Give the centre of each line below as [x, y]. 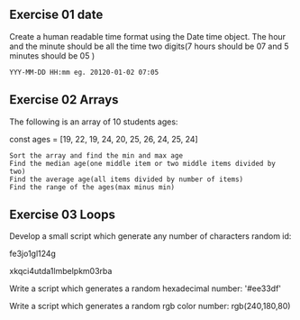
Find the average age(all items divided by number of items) [127, 179]
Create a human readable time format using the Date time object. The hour [148, 36]
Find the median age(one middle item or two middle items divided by [143, 163]
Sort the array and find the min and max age [96, 155]
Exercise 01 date [56, 15]
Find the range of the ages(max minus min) [92, 187]
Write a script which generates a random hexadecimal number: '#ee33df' [145, 288]
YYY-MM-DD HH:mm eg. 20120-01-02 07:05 [84, 72]
